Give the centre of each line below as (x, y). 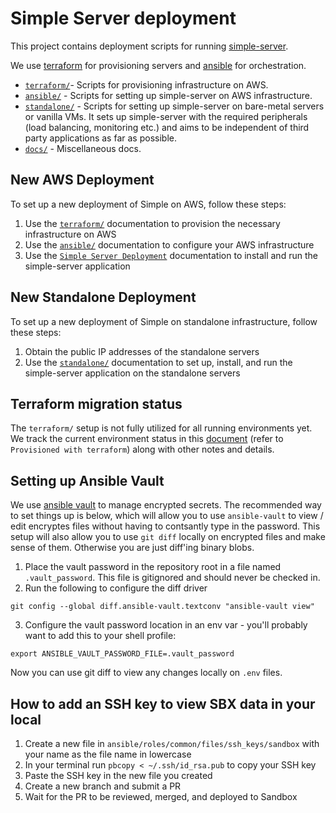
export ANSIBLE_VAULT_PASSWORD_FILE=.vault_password (122, 654)
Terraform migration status (96, 403)
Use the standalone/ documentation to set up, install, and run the (158, 362)
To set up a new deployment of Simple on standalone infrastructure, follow (164, 321)
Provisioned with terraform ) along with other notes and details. (142, 449)
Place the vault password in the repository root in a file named (153, 567)
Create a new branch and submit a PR (103, 786)
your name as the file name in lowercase (108, 754)
